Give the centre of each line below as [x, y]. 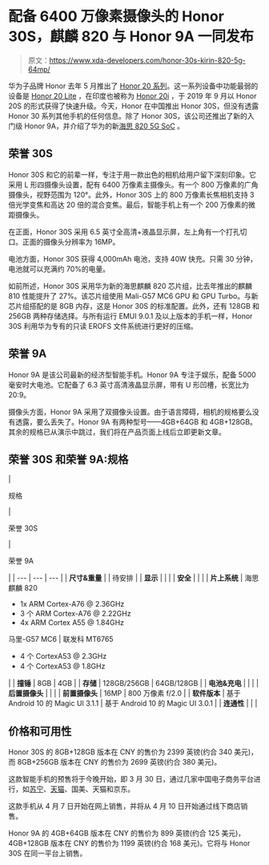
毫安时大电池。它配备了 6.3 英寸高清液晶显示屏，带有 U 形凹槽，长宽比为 [129, 384]
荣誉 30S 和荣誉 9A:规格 [68, 459]
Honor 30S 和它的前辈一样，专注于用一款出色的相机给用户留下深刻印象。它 [132, 174]
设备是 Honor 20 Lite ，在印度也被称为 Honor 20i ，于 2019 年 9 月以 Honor [132, 95]
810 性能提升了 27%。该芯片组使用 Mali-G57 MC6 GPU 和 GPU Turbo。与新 [133, 296]
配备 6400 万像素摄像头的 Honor [116, 16]
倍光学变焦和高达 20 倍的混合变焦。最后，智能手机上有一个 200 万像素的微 [132, 205]
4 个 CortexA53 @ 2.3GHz [63, 656]
